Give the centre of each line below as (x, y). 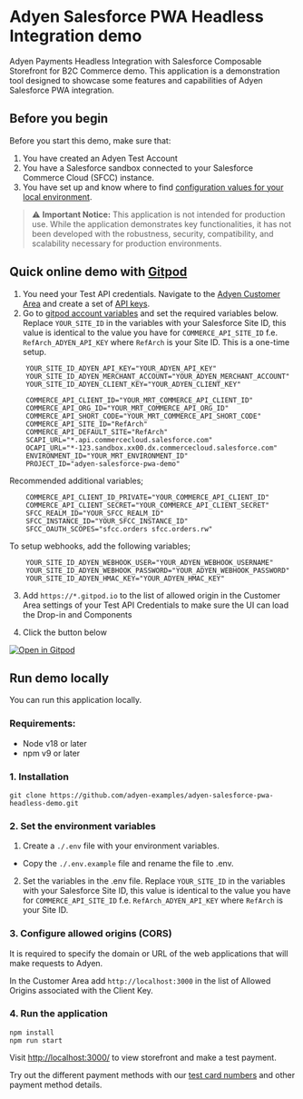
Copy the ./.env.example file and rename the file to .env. (128, 864)
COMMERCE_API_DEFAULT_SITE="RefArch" (97, 432)
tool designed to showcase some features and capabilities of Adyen (136, 80)
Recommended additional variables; (76, 480)
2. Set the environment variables (83, 826)
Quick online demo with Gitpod (98, 272)
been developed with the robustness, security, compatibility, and (152, 233)
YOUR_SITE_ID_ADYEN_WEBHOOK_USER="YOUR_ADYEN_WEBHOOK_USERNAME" (150, 562)
